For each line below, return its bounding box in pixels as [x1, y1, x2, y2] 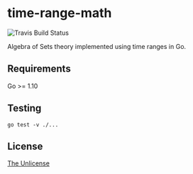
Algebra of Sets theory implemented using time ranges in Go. [7, 42, 187, 50]
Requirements [7, 62, 71, 75]
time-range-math [7, 5, 112, 21]
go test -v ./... [7, 121, 59, 129]
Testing [7, 102, 42, 114]
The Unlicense [7, 159, 50, 168]
